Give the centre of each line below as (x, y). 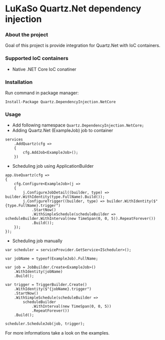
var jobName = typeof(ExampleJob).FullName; (52, 259)
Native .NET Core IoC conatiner (44, 69)
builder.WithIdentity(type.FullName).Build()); (55, 197)
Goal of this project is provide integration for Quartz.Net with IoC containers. (83, 46)
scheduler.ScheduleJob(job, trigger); (45, 324)
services (14, 139)
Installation (19, 82)
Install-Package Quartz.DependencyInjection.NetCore (61, 102)
